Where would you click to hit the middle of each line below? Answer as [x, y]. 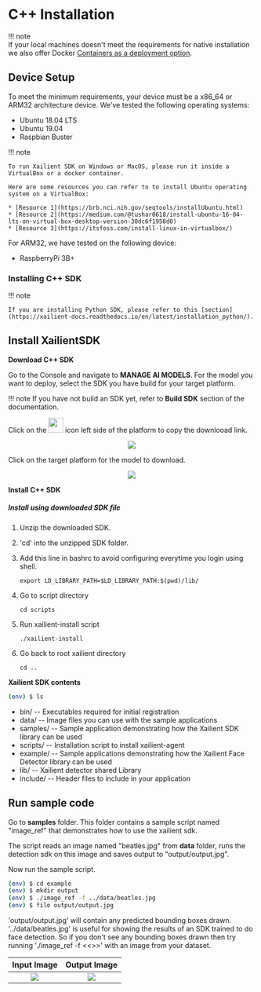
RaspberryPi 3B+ [47, 258]
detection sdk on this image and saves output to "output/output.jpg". [119, 854]
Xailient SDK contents [44, 682]
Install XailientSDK [54, 340]
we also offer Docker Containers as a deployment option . [100, 53]
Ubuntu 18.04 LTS [48, 120]
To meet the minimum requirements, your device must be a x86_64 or [120, 97]
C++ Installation [62, 15]
